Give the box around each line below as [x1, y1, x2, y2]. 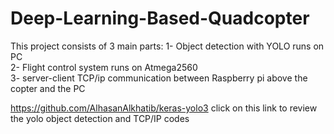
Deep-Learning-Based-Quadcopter [10, 7, 310, 30]
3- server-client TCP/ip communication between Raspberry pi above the [10, 72, 308, 84]
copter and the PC [10, 82, 86, 94]
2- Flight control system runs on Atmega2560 [10, 61, 198, 73]
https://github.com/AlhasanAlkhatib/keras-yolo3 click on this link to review [10, 102, 318, 114]
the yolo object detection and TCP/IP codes [10, 112, 190, 124]
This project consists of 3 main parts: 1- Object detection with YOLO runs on [10, 40, 325, 52]
